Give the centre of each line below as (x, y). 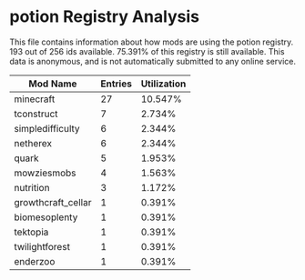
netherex (33, 143)
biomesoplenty (46, 217)
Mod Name (53, 84)
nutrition (32, 187)
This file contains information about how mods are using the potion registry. (152, 42)
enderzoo (35, 261)
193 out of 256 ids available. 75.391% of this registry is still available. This (147, 51)
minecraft (35, 99)
